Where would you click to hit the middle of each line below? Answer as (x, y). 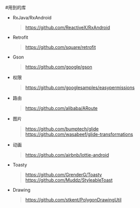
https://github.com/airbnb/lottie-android (67, 155)
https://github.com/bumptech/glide (62, 129)
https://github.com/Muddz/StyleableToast (69, 180)
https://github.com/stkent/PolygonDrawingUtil (73, 200)
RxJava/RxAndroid (32, 18)
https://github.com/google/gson (59, 67)
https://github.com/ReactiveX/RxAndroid (67, 27)
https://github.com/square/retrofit (61, 47)
